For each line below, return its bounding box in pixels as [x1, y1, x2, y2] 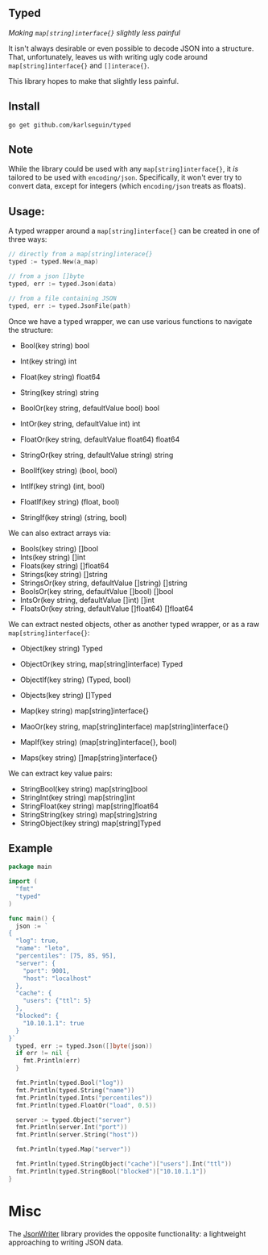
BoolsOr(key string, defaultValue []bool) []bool [19, 586, 174, 596]
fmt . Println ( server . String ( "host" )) [15, 1131, 138, 1139]
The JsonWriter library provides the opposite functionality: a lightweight [8, 1228, 246, 1238]
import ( [8, 878, 38, 886]
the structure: [8, 325, 54, 335]
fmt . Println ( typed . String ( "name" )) [15, 1086, 135, 1095]
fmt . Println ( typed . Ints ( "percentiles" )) [15, 1094, 153, 1102]
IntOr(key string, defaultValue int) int [19, 418, 141, 428]
